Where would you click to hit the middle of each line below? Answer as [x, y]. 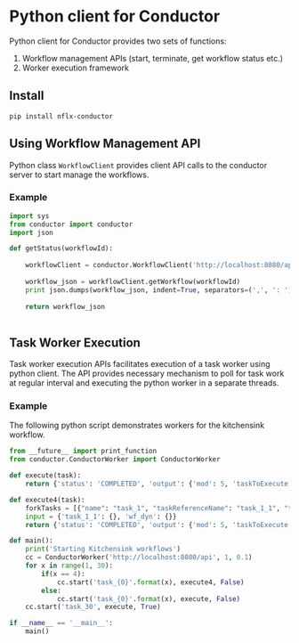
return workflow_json [65, 306]
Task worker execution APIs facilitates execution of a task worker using [140, 364]
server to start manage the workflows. [79, 175]
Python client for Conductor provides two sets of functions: [118, 41]
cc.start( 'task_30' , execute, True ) [93, 607]
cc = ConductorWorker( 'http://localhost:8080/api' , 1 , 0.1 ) [139, 558]
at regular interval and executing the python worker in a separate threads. [144, 383]
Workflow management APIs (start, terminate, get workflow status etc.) [152, 58]
